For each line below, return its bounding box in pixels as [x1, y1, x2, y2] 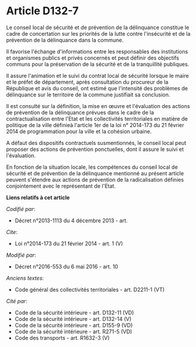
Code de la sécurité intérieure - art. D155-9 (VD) [14, 321, 133, 329]
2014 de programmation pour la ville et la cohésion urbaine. [6, 128, 152, 135]
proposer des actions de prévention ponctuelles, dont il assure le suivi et [6, 146, 184, 153]
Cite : [6, 228, 18, 235]
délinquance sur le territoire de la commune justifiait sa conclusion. [6, 91, 170, 98]
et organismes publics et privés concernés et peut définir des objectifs [6, 54, 179, 61]
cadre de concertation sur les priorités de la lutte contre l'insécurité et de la [6, 30, 191, 37]
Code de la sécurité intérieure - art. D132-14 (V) [14, 315, 132, 322]
